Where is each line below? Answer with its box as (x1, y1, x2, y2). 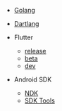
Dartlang (13, 20, 39, 27)
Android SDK (13, 75, 52, 84)
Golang (13, 6, 35, 14)
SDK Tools (24, 96, 55, 105)
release (24, 47, 46, 55)
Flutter (13, 33, 34, 41)
